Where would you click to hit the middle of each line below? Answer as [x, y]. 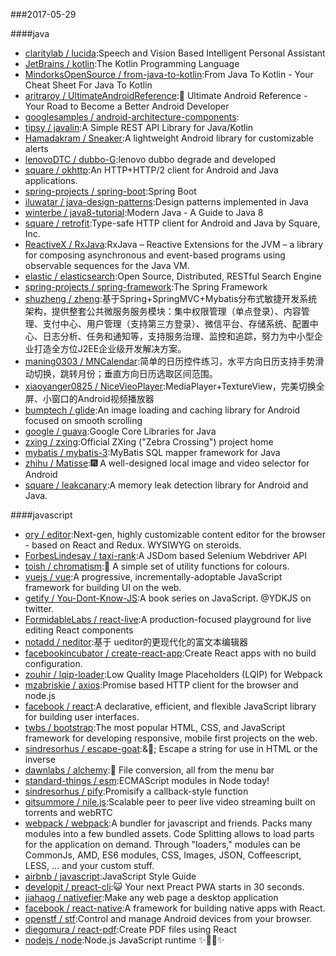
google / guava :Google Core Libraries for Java [120, 431]
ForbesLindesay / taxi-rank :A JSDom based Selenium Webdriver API [166, 555]
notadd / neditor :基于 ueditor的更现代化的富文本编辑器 [136, 642]
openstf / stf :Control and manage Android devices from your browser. [168, 918]
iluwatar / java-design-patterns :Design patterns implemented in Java [166, 202]
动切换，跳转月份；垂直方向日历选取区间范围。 [121, 373]
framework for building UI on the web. [103, 587]
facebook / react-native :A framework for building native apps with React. [175, 908]
